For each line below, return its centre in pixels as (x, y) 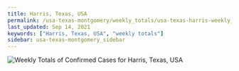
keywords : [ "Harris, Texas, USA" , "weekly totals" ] (85, 33)
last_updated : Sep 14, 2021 (49, 27)
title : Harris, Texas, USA (47, 14)
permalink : (23, 20)
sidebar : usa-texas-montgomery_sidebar (67, 40)
